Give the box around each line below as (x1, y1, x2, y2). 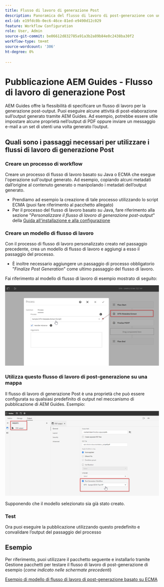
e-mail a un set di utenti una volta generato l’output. (5, 124, 109, 130)
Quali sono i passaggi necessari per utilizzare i (5, 138, 150, 146)
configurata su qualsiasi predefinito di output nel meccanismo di (5, 396, 134, 402)
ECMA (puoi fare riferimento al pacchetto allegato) (12, 202, 114, 208)
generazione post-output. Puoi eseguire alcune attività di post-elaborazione (5, 108, 158, 114)
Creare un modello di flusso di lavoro (5, 230, 94, 237)
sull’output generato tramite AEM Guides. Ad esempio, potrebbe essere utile (5, 113, 158, 119)
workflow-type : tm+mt (5, 39, 49, 44)
